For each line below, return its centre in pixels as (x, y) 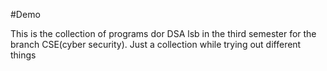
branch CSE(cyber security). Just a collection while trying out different (156, 44)
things (23, 55)
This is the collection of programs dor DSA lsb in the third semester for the (163, 33)
